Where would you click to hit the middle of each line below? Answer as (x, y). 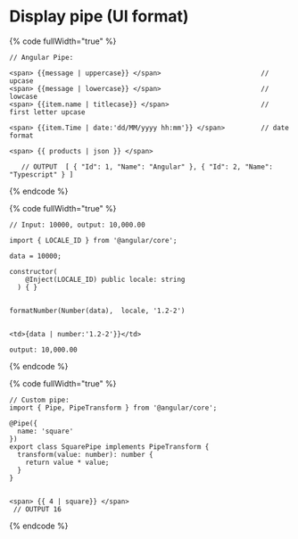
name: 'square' (46, 431)
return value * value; (67, 462)
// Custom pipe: (39, 400)
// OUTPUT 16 (37, 509)
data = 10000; (36, 256)
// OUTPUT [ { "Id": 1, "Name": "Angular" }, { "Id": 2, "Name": (147, 167)
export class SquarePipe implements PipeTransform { (109, 447)
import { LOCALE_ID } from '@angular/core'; (93, 240)
